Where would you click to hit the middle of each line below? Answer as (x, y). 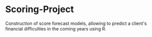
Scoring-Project (40, 9)
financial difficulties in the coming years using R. (56, 28)
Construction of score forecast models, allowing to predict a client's (76, 23)
